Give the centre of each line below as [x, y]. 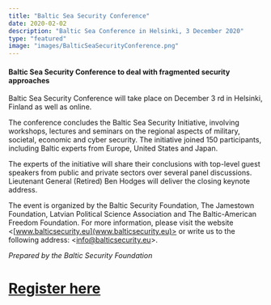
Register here [55, 288]
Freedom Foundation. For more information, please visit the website [121, 222]
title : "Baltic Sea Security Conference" [79, 16]
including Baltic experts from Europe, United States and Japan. [113, 148]
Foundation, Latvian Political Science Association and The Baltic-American [133, 214]
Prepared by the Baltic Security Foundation [80, 256]
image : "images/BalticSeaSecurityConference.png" [94, 46]
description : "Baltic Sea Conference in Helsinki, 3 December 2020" [126, 31]
